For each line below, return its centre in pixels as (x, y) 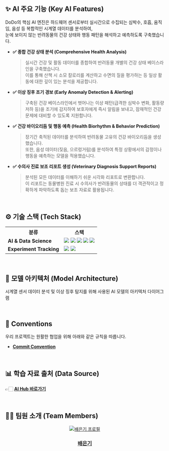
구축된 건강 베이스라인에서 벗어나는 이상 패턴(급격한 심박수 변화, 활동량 (95, 103)
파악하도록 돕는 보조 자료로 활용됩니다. (76, 189)
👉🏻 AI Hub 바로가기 (26, 389)
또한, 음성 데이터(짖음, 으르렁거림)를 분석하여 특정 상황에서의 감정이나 (93, 149)
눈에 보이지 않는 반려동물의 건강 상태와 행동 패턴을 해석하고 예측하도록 (74, 35)
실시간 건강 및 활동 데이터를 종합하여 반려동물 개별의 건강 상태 (86, 62)
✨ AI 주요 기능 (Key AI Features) (55, 9)
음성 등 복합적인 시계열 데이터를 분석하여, (52, 28)
